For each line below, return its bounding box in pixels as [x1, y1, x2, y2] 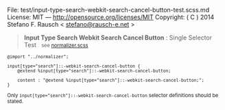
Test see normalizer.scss [23, 41, 88, 49]
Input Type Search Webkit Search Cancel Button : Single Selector [23, 33, 213, 42]
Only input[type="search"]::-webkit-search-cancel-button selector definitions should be [7, 92, 219, 98]
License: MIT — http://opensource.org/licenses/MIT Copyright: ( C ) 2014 [7, 13, 215, 21]
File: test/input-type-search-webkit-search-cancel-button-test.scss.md [7, 6, 210, 14]
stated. [7, 98, 24, 105]
